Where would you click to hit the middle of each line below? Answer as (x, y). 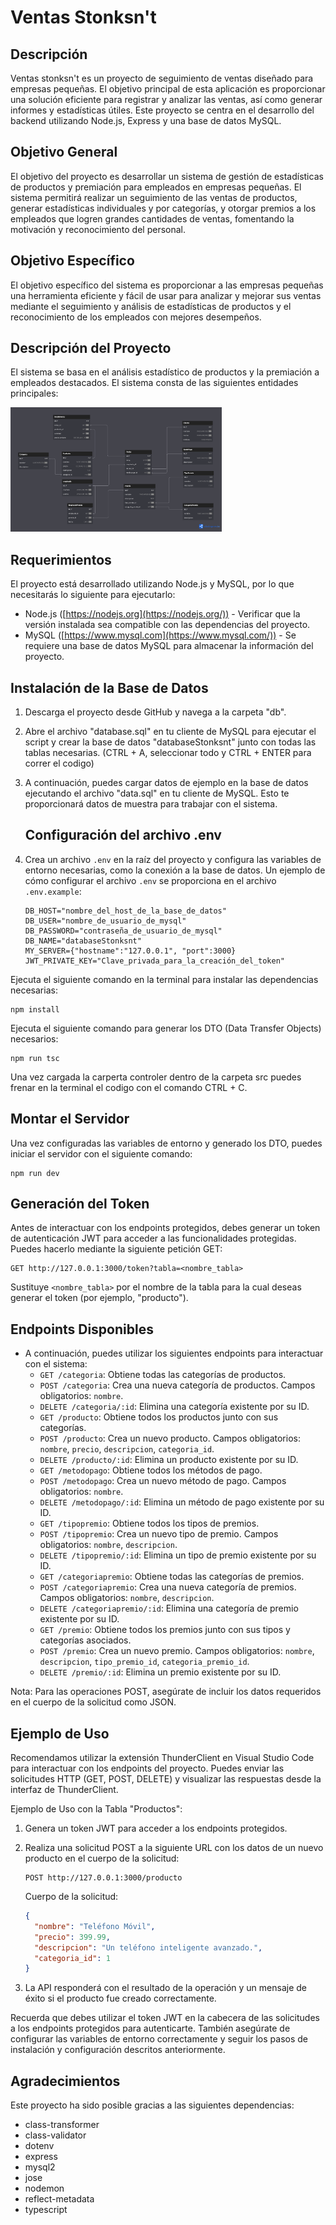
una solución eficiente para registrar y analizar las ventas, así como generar (166, 99)
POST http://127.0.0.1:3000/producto (103, 1878)
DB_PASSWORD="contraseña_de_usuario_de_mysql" (123, 931)
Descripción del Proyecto (91, 348)
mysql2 (40, 2167)
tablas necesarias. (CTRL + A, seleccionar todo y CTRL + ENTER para (168, 753)
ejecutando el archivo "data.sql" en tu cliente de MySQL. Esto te (157, 793)
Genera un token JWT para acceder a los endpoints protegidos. (156, 1828)
